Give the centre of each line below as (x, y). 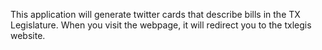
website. (28, 35)
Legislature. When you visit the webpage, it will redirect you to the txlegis (161, 25)
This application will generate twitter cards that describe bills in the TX (155, 14)
